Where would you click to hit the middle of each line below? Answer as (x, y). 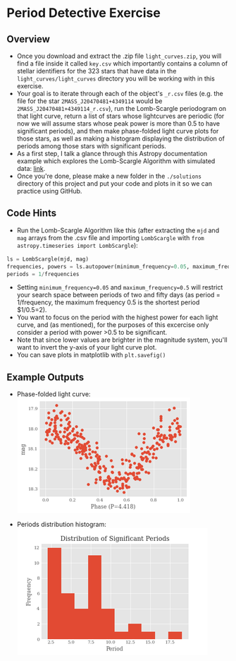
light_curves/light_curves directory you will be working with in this (116, 78)
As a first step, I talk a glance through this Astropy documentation (112, 154)
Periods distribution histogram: (61, 525)
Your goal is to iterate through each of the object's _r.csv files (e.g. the (120, 94)
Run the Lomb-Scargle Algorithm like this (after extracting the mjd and (118, 230)
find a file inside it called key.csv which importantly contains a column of (122, 64)
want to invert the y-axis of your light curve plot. (87, 347)
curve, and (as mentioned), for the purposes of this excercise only (113, 325)
